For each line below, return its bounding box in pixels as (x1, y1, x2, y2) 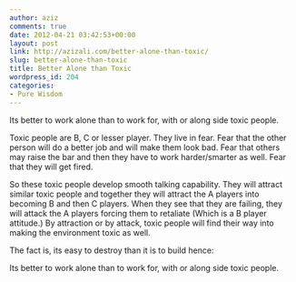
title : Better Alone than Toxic (9, 65, 132, 74)
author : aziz (9, 13, 59, 23)
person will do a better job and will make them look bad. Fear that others (9, 142, 281, 153)
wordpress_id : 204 (9, 73, 79, 82)
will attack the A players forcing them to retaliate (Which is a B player (9, 207, 267, 218)
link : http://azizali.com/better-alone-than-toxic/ (9, 47, 209, 56)
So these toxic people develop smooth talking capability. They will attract (9, 178, 283, 189)
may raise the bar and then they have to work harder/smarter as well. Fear (9, 151, 287, 162)
